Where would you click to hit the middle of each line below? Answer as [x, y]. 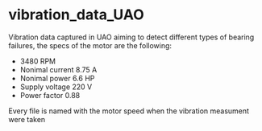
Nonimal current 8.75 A [58, 69]
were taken [27, 119]
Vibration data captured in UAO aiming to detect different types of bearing [131, 37]
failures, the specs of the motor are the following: [90, 45]
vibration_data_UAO [77, 15]
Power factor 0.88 [50, 95]
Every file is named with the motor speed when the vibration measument [129, 111]
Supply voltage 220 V [56, 87]
